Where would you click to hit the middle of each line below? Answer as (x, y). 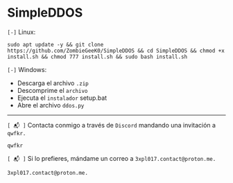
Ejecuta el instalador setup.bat (62, 98)
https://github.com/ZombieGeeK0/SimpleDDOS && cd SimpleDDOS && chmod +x (116, 51)
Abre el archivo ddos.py (51, 105)
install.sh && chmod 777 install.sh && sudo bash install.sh (97, 57)
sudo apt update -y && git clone (55, 44)
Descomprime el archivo (52, 90)
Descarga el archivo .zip (53, 83)
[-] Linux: (21, 32)
